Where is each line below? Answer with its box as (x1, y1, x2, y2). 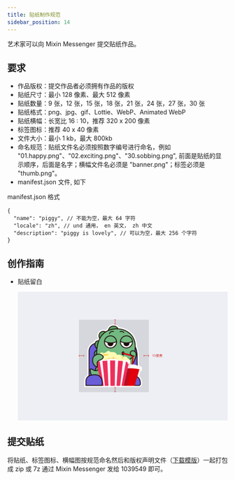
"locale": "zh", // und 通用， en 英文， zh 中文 (13, 222, 152, 230)
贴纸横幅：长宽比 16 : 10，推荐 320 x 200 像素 (17, 117, 150, 125)
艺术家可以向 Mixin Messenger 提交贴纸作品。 (7, 39, 141, 48)
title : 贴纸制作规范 (7, 11, 61, 18)
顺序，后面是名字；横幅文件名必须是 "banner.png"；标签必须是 (23, 161, 205, 169)
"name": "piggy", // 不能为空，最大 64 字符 (13, 215, 136, 222)
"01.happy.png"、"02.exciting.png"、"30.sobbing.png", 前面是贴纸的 (17, 152, 216, 160)
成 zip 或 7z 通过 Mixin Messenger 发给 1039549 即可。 (7, 465, 167, 473)
